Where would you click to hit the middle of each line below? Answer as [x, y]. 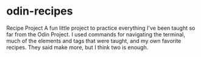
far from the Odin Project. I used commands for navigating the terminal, [96, 34]
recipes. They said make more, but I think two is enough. [77, 47]
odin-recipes [40, 11]
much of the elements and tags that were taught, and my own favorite [94, 41]
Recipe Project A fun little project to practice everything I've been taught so [101, 28]
